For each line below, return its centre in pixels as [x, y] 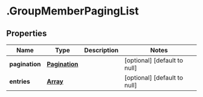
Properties [27, 33]
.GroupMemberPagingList [72, 11]
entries [20, 81]
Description [101, 50]
